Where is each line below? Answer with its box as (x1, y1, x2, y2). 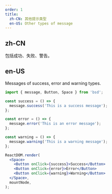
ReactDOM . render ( (5, 153, 40, 158)
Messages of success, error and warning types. (5, 80, 101, 86)
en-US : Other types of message (9, 21, 73, 26)
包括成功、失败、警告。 (5, 53, 52, 59)
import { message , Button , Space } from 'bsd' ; (5, 89, 104, 95)
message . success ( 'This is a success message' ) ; (9, 103, 108, 108)
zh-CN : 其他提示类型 (9, 16, 47, 21)
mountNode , (9, 180, 32, 185)
